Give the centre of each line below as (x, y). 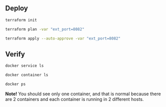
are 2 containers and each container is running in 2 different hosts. (74, 99)
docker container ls (27, 75)
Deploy (17, 8)
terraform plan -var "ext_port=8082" (45, 29)
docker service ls (24, 66)
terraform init (21, 20)
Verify (15, 54)
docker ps (16, 84)
